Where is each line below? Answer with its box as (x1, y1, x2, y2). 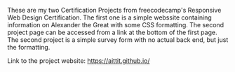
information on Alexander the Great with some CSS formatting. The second (7, 21, 224, 29)
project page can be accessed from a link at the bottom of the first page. (7, 28, 217, 36)
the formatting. (7, 43, 51, 51)
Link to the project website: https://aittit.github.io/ (7, 57, 150, 65)
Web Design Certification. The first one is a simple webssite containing (7, 13, 212, 22)
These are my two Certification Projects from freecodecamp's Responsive (7, 6, 222, 14)
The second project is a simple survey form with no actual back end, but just (7, 36, 229, 44)
